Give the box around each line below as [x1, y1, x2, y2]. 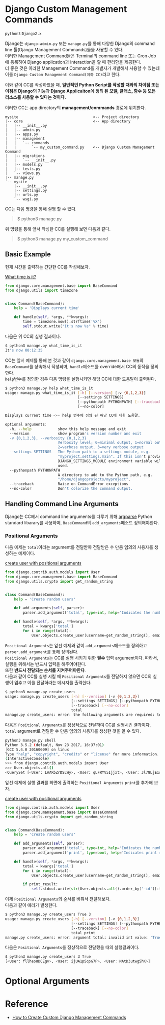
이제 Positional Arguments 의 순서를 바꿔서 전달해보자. [5, 896, 111, 902]
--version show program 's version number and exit [9, 431, 141, 436]
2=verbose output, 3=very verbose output [57, 445, 144, 450]
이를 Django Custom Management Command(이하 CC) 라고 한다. [5, 71, 121, 77]
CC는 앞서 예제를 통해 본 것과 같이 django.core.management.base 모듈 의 [5, 357, 144, 363]
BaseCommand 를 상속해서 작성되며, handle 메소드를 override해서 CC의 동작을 [5, 363, 150, 369]
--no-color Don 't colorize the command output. [9, 486, 133, 491]
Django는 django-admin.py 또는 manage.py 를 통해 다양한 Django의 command [5, 40, 155, 46]
